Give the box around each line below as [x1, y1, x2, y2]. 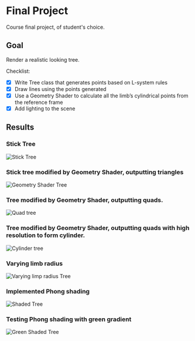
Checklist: [6, 67, 30, 75]
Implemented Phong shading [6, 287, 90, 295]
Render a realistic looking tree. [6, 56, 80, 63]
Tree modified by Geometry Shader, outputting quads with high [6, 224, 190, 232]
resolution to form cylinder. [6, 231, 85, 239]
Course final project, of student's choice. [6, 23, 105, 31]
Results [6, 122, 35, 133]
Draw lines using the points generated [14, 85, 107, 92]
